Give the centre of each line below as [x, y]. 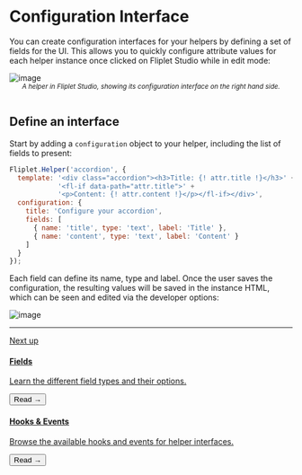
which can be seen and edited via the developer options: [115, 297]
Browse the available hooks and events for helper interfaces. [121, 441]
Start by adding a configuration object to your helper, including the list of [145, 143]
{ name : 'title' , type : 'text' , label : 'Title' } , [130, 228]
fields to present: [41, 153]
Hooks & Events [40, 422]
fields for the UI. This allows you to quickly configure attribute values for [143, 50]
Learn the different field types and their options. [98, 381]
